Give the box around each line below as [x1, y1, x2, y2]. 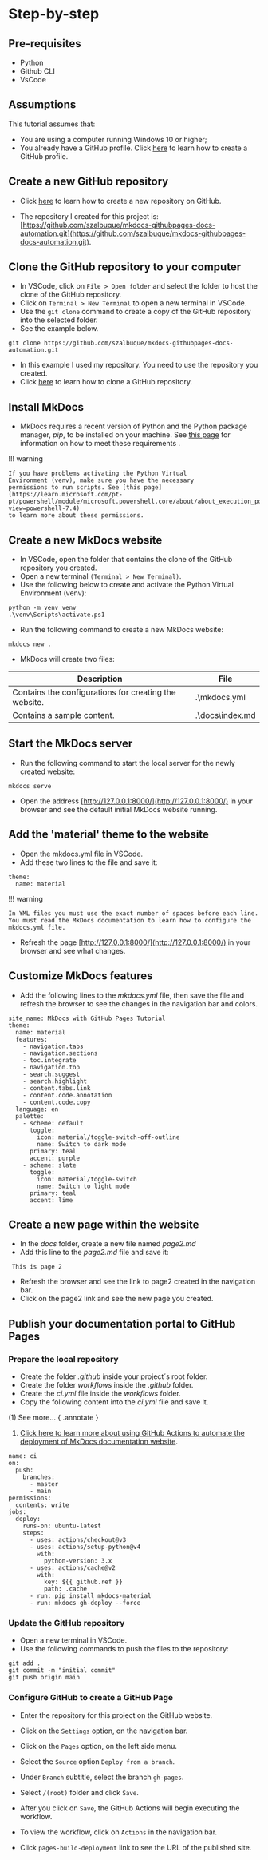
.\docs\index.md [195, 710, 256, 721]
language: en [15, 1105, 59, 1113]
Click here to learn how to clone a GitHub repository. [19, 377, 193, 387]
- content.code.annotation [22, 1091, 112, 1099]
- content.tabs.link [22, 1084, 91, 1092]
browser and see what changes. [19, 946, 126, 955]
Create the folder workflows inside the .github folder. [19, 1380, 194, 1389]
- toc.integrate [22, 1056, 77, 1064]
